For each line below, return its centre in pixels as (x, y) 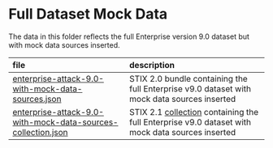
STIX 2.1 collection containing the (194, 112)
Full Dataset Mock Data (88, 14)
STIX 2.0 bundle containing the (188, 78)
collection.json (40, 132)
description (152, 65)
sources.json (37, 99)
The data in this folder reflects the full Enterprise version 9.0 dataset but (129, 36)
